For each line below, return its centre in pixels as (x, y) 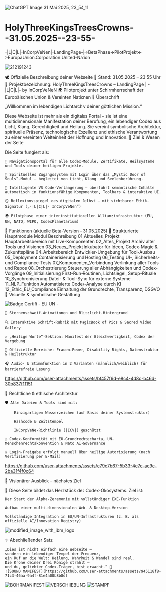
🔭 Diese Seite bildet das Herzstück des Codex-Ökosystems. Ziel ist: (74, 490)
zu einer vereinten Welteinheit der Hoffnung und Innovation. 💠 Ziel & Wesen (83, 137)
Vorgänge (15, 273)
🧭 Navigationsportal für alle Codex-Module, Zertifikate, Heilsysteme (80, 161)
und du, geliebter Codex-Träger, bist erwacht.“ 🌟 (59, 567)
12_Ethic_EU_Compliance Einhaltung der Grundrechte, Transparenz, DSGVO (83, 289)
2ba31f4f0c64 (20, 471)
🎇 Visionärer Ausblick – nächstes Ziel (43, 481)
